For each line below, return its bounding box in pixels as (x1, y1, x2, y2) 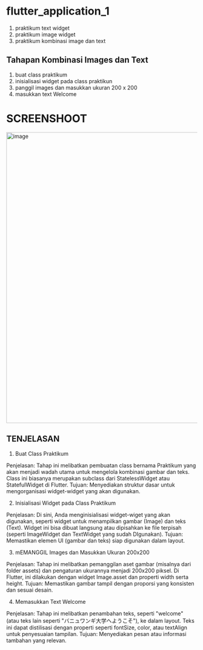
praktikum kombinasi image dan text (15, 37, 106, 44)
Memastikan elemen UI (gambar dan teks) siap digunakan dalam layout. (6, 536, 185, 544)
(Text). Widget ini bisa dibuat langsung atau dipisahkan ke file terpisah (6, 524, 182, 531)
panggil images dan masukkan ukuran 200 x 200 (15, 84, 138, 91)
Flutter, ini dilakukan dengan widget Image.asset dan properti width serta (6, 573, 189, 581)
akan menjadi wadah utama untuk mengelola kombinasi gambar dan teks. (6, 468, 190, 475)
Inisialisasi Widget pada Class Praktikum (15, 499, 116, 507)
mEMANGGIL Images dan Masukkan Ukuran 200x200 (15, 549, 150, 556)
